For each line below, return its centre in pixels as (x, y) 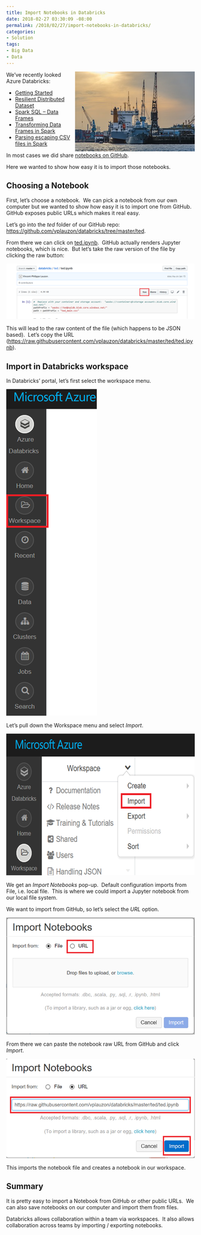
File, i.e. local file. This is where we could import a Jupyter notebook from (98, 891)
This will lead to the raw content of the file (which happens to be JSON (93, 328)
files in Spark (31, 143)
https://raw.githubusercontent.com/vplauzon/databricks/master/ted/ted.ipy (100, 341)
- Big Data (20, 51)
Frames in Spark (35, 131)
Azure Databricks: (28, 81)
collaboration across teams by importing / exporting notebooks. (85, 1225)
